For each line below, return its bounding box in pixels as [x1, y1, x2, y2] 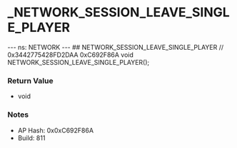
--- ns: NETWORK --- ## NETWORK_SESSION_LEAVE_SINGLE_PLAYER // [7, 43, 224, 51]
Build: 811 [17, 133, 46, 142]
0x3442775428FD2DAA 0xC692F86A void [7, 51, 134, 59]
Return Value [7, 75, 54, 85]
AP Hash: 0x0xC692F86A [17, 126, 94, 134]
